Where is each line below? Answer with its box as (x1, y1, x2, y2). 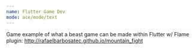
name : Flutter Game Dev (6, 8, 66, 15)
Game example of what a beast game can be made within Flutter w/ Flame (6, 30, 190, 37)
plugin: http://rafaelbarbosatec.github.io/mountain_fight (6, 37, 144, 44)
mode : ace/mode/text (6, 14, 58, 20)
